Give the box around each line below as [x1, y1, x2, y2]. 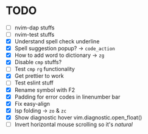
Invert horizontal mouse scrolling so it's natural [14, 121, 133, 128]
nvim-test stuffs [14, 31, 55, 38]
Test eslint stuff [14, 79, 54, 86]
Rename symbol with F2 [14, 86, 76, 94]
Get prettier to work [14, 72, 65, 80]
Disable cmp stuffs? [14, 59, 62, 66]
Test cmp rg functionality [14, 65, 76, 73]
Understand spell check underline [14, 38, 100, 45]
